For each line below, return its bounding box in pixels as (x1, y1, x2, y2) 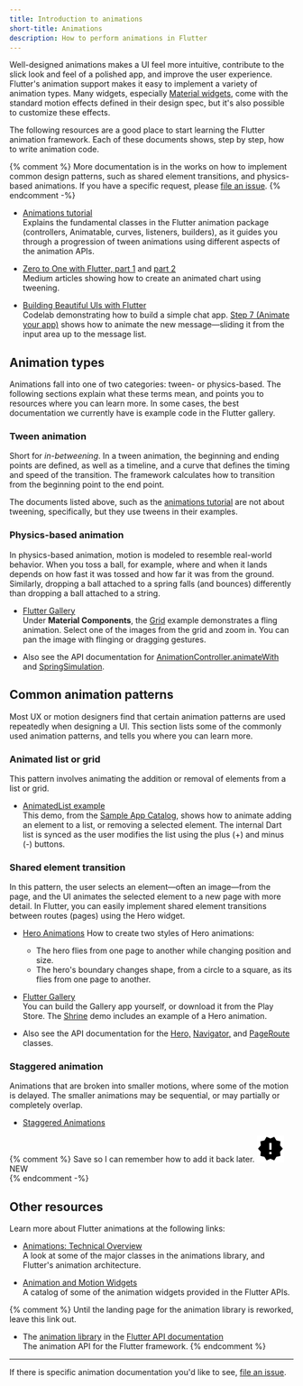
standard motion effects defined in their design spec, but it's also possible (9, 97, 285, 108)
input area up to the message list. (22, 329, 147, 340)
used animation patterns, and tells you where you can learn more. (9, 730, 253, 741)
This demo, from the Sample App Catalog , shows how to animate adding (22, 810, 292, 821)
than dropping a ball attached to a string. (9, 587, 161, 599)
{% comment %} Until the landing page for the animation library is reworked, (9, 1304, 294, 1316)
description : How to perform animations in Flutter (9, 33, 207, 42)
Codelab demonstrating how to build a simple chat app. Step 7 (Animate (22, 309, 290, 320)
